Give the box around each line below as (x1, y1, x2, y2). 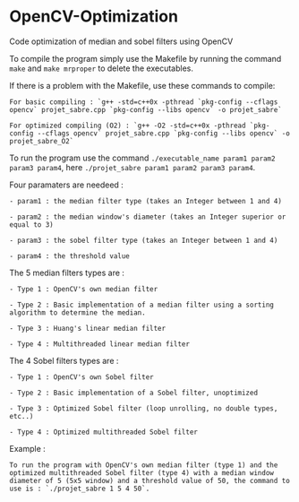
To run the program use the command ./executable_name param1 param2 (9, 152, 276, 163)
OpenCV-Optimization (9, 6, 179, 27)
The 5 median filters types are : (9, 267, 125, 278)
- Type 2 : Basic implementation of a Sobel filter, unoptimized (9, 388, 258, 397)
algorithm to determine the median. (9, 307, 146, 317)
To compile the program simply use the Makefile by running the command (9, 53, 282, 64)
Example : (9, 443, 47, 454)
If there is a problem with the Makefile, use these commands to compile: (9, 80, 276, 91)
